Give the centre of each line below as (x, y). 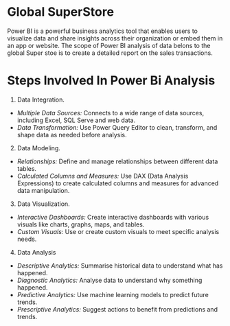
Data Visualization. (43, 204)
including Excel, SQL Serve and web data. (76, 120)
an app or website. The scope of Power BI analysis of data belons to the (109, 45)
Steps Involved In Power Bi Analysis (111, 81)
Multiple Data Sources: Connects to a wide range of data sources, (111, 113)
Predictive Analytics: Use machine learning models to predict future (113, 294)
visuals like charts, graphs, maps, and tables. (81, 224)
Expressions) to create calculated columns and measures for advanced (118, 183)
